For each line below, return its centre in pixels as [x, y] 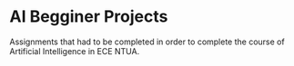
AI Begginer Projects [89, 17]
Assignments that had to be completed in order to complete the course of [147, 42]
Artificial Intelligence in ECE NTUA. [75, 51]
